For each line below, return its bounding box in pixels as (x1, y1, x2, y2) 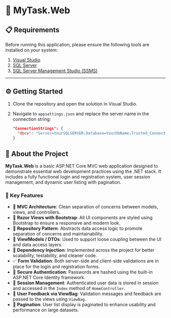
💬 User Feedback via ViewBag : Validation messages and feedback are (12, 290, 161, 297)
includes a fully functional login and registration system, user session (5, 174, 151, 180)
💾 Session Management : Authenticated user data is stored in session (12, 280, 159, 286)
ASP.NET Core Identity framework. (12, 274, 85, 280)
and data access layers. (12, 242, 63, 248)
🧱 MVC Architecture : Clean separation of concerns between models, (12, 203, 158, 209)
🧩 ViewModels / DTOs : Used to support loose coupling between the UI (12, 236, 162, 242)
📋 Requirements (5, 25, 60, 34)
